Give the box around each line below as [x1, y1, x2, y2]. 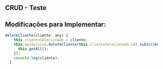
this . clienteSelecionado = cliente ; [14, 38, 88, 42]
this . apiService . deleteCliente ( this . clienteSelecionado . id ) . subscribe [14, 42, 160, 47]
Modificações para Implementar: [5, 20, 106, 28]
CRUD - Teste [5, 4, 47, 12]
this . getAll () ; [17, 46, 49, 51]
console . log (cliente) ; [14, 55, 60, 60]
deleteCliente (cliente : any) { [5, 33, 68, 38]
